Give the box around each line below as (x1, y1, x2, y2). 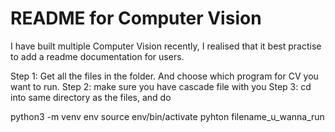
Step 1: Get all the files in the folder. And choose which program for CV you (10, 70, 319, 82)
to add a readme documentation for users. (10, 50, 185, 62)
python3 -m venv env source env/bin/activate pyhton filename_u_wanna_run (10, 110, 325, 122)
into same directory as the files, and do (10, 91, 172, 103)
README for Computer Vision (10, 7, 262, 30)
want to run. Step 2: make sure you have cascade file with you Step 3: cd (10, 80, 312, 92)
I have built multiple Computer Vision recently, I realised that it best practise (10, 40, 322, 52)
